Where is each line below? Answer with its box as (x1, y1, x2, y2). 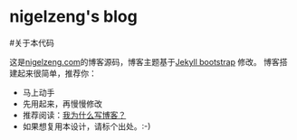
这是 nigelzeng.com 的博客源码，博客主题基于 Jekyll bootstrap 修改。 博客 (9, 56, 280, 67)
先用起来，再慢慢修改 (22, 98, 102, 109)
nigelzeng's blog (9, 6, 138, 27)
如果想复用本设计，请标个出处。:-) (22, 120, 151, 132)
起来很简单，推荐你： (16, 68, 97, 79)
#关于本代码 (9, 37, 54, 48)
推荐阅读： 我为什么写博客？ (22, 109, 127, 120)
